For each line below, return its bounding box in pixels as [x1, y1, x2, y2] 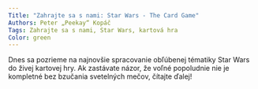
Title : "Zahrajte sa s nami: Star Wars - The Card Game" [8, 11, 200, 20]
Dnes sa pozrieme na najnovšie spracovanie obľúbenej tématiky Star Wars [8, 55, 250, 65]
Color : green [8, 33, 51, 42]
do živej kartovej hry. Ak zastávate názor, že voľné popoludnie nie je [8, 64, 230, 73]
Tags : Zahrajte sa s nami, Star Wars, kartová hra [8, 26, 178, 34]
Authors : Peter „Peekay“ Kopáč [8, 19, 111, 27]
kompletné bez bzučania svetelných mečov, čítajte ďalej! [8, 72, 193, 81]
